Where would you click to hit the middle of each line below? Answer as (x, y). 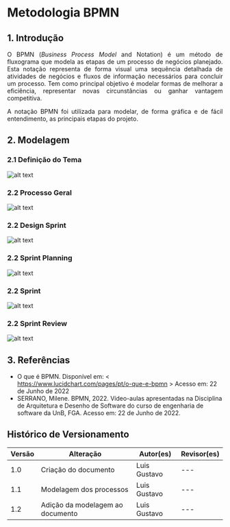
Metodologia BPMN (63, 13)
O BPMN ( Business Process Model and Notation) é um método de (115, 54)
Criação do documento (78, 469)
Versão (23, 454)
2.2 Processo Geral (39, 192)
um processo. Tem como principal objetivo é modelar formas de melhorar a (115, 83)
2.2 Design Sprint (37, 225)
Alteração (85, 454)
